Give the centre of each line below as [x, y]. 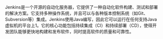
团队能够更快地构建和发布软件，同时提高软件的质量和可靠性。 [71, 31]
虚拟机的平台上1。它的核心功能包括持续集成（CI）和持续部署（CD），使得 [79, 25]
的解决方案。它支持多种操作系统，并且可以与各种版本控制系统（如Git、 [77, 13]
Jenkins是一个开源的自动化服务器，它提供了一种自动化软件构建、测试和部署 [81, 7]
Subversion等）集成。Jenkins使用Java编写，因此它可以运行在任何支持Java [81, 19]
